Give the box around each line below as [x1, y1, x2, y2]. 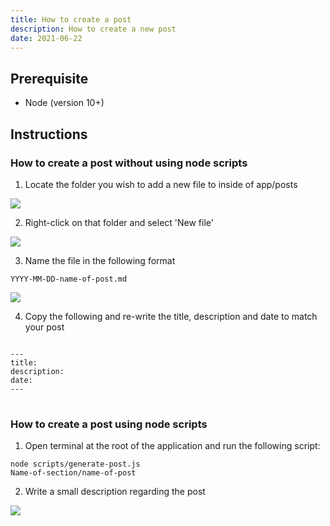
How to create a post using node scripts [10, 417, 208, 431]
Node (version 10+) [24, 97, 105, 109]
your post [24, 321, 65, 333]
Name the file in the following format [24, 254, 176, 266]
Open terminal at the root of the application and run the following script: [24, 440, 321, 452]
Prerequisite [10, 70, 89, 87]
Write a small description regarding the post [24, 486, 206, 498]
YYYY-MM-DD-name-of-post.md [10, 274, 128, 284]
